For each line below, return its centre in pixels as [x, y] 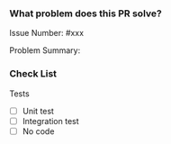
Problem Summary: [45, 50]
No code [38, 131]
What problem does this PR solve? [85, 13]
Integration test [50, 121]
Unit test [38, 111]
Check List [33, 74]
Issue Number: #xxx [46, 33]
